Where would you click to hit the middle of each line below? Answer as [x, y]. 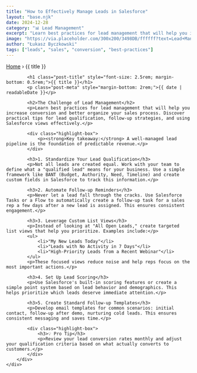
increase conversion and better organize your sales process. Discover [95, 113]
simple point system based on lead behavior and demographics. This [91, 287]
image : [14, 39]
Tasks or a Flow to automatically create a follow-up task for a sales [95, 200]
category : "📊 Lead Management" [45, 28]
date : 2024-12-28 [27, 22]
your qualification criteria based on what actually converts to [87, 344]
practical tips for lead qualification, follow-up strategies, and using [98, 118]
